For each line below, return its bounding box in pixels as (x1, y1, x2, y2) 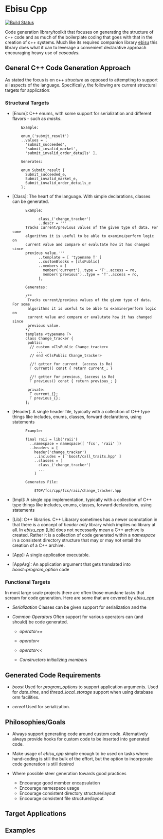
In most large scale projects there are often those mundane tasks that (5, 590, 145, 596)
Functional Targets (5, 579, 51, 585)
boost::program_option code (12, 567, 70, 573)
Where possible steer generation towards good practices (12, 770, 127, 776)
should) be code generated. (12, 619, 68, 625)
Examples (5, 826, 36, 835)
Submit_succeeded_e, (25, 172, 67, 177)
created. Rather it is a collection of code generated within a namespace (12, 532, 156, 538)
